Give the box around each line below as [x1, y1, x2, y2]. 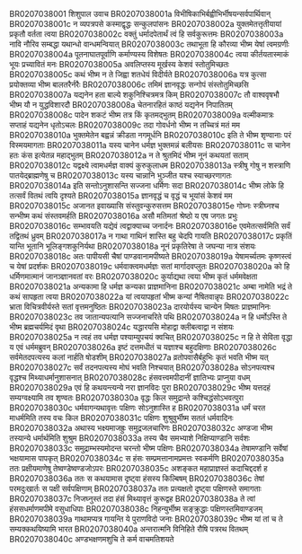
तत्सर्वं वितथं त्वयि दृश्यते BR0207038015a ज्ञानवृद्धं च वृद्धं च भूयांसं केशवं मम [9, 190, 233, 201]
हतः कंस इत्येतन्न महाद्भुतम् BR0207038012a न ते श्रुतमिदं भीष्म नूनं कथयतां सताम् [9, 150, 249, 161]
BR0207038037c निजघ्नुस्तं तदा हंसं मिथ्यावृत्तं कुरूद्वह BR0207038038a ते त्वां [9, 494, 256, 504]
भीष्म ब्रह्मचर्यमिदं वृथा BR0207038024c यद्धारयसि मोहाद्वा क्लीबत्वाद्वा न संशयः [9, 321, 235, 332]
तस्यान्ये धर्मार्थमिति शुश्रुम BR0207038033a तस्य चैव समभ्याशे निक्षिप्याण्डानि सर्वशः [9, 433, 250, 444]
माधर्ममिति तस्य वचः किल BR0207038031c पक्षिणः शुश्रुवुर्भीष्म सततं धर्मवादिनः [9, 413, 234, 423]
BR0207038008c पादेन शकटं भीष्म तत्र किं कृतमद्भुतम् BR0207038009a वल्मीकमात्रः [9, 110, 274, 120]
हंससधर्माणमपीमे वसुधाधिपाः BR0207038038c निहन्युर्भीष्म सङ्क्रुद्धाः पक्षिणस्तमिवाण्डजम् [9, 504, 263, 514]
